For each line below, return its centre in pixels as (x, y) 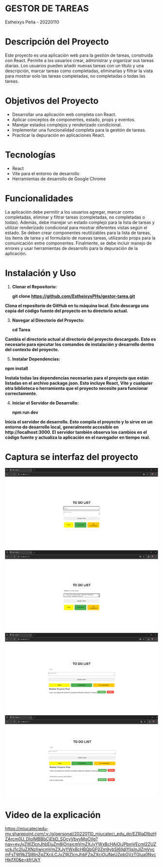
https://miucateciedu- (27, 829)
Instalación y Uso (41, 273)
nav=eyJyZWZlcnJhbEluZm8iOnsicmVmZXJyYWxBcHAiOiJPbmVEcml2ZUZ (81, 844)
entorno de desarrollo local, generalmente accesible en (62, 427)
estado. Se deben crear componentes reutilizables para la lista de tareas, (78, 233)
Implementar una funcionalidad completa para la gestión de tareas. (79, 130)
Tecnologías (30, 155)
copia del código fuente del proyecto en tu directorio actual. (67, 311)
